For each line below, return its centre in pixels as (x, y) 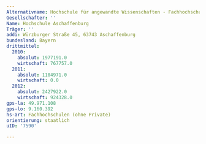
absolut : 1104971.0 (42, 75)
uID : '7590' (21, 126)
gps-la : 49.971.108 (31, 103)
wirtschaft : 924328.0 (45, 97)
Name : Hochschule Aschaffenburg (48, 23)
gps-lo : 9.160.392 (30, 109)
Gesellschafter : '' (31, 18)
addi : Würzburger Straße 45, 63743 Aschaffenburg (71, 35)
